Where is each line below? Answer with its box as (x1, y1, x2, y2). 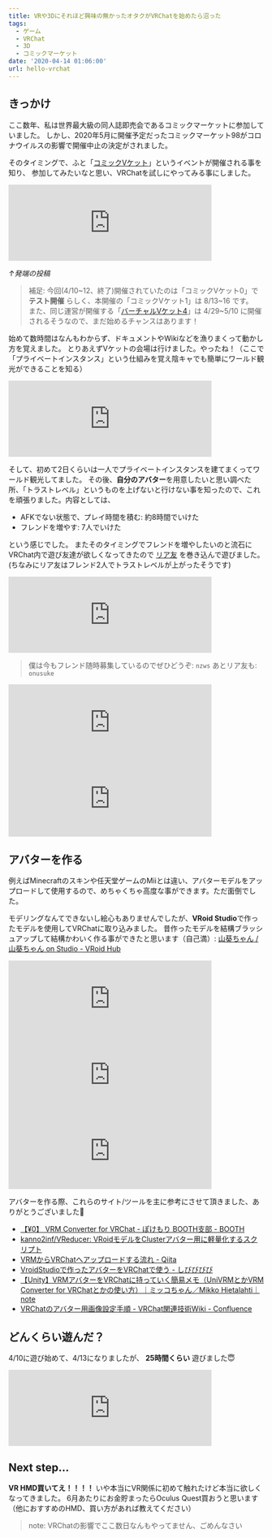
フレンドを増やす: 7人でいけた (19, 522, 122, 532)
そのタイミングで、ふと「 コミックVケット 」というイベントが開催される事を (8, 158, 262, 167)
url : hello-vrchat (8, 65, 71, 73)
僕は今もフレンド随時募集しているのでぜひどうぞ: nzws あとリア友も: (28, 660, 257, 670)
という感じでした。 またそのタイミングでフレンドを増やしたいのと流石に (8, 539, 253, 549)
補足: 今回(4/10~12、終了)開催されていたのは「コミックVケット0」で (28, 285, 259, 295)
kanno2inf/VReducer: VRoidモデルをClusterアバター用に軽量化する (19, 1234, 244, 1244)
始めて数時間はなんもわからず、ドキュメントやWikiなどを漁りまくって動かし (8, 333, 264, 343)
